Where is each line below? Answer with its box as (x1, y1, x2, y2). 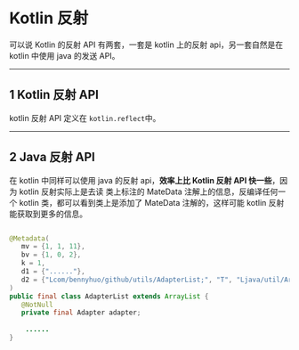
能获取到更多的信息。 (9, 208, 87, 219)
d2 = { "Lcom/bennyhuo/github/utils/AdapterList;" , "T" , (20, 275, 233, 284)
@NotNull (20, 300, 53, 309)
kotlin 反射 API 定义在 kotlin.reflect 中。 (9, 112, 161, 123)
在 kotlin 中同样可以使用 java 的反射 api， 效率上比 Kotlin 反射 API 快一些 (9, 175, 272, 185)
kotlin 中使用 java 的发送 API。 (9, 50, 120, 61)
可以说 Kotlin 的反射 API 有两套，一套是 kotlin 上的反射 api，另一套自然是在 (9, 39, 284, 50)
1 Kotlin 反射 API (9, 87, 100, 102)
